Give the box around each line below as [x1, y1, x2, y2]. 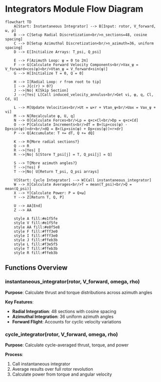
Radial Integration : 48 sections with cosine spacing [12, 308, 117, 314]
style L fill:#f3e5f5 [14, 242, 58, 247]
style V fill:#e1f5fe [14, 220, 58, 225]
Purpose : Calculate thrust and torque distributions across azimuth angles [5, 289, 153, 295]
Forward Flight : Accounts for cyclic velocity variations [12, 318, 121, 324]
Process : [5, 351, 23, 357]
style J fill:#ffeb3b [14, 237, 58, 242]
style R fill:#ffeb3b [14, 250, 58, 255]
